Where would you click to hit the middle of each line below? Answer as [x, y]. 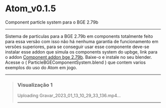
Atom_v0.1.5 [31, 9]
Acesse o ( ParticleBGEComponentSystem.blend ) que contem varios [75, 62]
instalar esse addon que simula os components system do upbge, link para [81, 52]
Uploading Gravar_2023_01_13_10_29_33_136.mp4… [69, 96]
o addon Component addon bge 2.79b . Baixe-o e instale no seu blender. [79, 57]
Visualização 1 [35, 85]
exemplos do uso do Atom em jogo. [41, 67]
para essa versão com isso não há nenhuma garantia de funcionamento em [82, 41]
